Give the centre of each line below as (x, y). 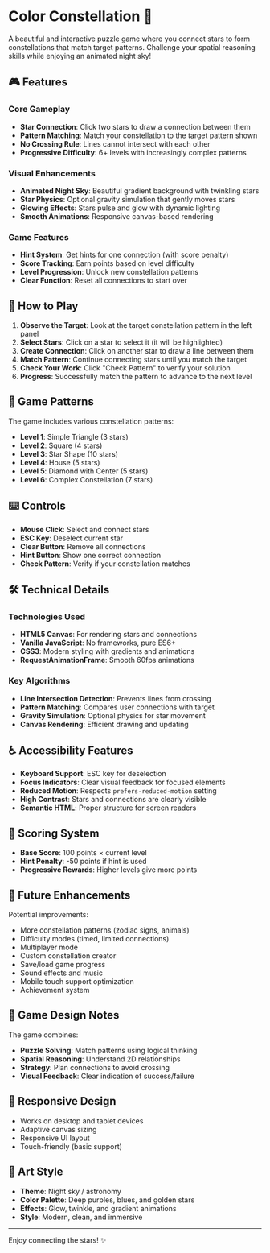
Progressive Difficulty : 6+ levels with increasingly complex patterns (133, 152)
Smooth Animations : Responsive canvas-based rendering (117, 216)
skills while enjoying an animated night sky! (80, 56)
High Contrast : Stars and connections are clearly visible (113, 800)
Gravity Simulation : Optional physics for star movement (113, 715)
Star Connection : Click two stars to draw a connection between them (135, 126)
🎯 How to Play (43, 306)
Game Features (39, 237)
